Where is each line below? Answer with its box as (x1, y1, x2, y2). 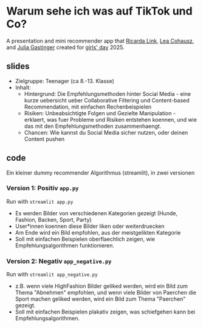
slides (6, 61, 30, 72)
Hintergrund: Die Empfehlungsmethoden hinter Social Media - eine (24, 90, 191, 98)
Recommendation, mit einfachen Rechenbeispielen (24, 103, 152, 110)
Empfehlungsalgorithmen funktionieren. (15, 241, 114, 249)
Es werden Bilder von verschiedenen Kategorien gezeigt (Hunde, (15, 209, 178, 216)
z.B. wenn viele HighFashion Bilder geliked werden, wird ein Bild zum (15, 283, 188, 290)
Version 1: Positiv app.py (6, 184, 79, 192)
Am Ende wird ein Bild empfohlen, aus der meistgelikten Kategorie (15, 229, 181, 236)
